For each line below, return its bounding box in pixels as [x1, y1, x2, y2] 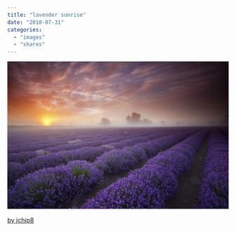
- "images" [13, 34, 46, 41]
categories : [7, 26, 42, 33]
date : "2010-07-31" [7, 18, 65, 26]
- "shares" [13, 41, 46, 48]
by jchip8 [7, 216, 34, 225]
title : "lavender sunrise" [7, 11, 86, 18]
